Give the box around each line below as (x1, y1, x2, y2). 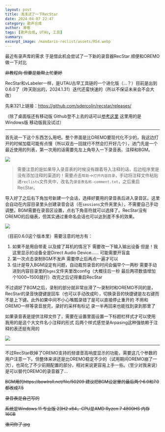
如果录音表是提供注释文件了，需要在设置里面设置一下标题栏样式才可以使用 (5, 313, 156, 319)
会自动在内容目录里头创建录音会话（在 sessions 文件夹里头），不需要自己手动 (5, 201, 159, 207)
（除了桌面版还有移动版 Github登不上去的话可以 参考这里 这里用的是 (5, 113, 141, 119)
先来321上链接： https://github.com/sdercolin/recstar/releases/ (5, 102, 132, 108)
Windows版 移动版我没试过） (5, 119, 64, 125)
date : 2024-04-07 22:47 (5, 16, 54, 21)
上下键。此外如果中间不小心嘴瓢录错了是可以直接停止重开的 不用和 (13, 297, 148, 303)
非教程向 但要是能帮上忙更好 (5, 70, 62, 76)
